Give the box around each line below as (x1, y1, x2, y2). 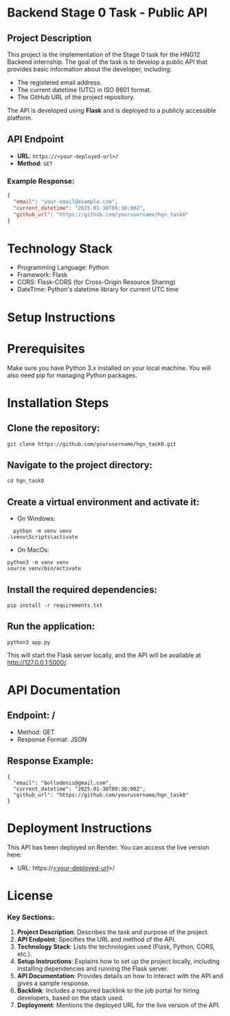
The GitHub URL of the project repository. (16, 93, 135, 101)
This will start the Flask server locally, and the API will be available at (7, 651, 201, 659)
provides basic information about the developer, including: (7, 65, 172, 73)
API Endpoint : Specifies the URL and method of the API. (16, 936, 176, 944)
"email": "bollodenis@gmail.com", (13, 779, 112, 786)
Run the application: (7, 620, 95, 632)
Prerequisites (7, 341, 86, 356)
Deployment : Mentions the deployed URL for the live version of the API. (16, 1001, 221, 1009)
